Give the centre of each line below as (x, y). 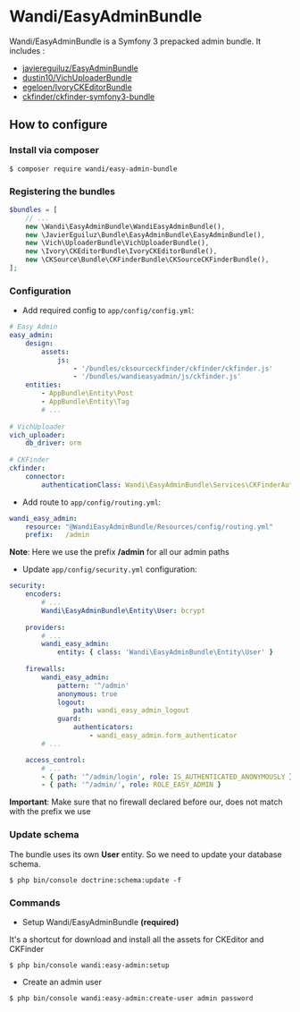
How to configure (58, 125)
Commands (35, 903)
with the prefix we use (50, 812)
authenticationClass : (82, 485)
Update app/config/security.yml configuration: (110, 569)
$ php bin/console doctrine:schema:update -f (95, 880)
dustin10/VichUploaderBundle (77, 77)
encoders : (44, 594)
